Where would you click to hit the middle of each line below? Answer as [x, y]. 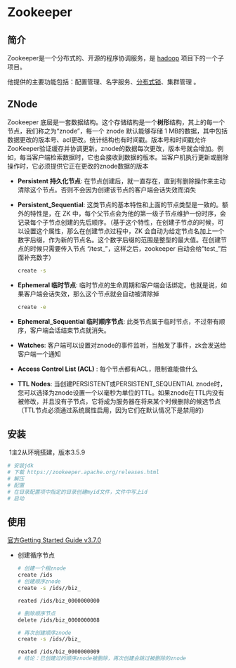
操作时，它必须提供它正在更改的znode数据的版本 [78, 166]
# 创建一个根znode [42, 569]
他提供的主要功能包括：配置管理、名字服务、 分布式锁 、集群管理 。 [104, 82]
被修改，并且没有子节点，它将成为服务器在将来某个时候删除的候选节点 [119, 401]
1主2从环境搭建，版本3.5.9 [47, 452]
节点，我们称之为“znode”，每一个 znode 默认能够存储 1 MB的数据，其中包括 [118, 131]
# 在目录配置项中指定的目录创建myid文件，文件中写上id [77, 492]
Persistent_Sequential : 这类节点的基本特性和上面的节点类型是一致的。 [120, 204]
